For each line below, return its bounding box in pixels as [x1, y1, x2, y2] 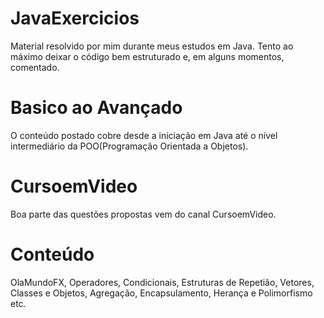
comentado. [10, 61, 60, 73]
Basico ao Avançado [10, 97, 183, 119]
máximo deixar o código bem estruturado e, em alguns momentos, [10, 50, 285, 62]
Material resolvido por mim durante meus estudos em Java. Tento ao [10, 40, 294, 52]
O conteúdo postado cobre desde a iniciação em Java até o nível [10, 129, 278, 141]
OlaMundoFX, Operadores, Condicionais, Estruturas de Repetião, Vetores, [10, 276, 315, 288]
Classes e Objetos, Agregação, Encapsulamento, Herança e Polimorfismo [10, 287, 313, 299]
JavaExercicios [10, 7, 140, 30]
